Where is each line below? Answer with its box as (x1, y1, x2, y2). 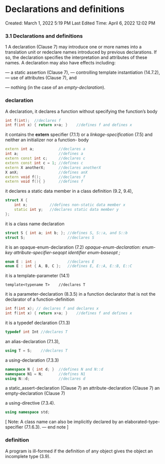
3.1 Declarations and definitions (5, 32, 83, 39)
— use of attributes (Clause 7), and (5, 75, 77, 81)
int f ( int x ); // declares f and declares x (5, 306, 99, 311)
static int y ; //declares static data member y (14, 207, 119, 212)
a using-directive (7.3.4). (5, 400, 56, 406)
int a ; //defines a (5, 151, 83, 156)
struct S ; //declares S (5, 235, 94, 240)
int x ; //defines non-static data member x (14, 202, 126, 208)
